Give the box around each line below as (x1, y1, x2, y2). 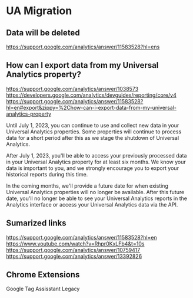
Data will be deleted (6, 28, 81, 38)
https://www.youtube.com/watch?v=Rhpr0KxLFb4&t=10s (6, 240, 145, 247)
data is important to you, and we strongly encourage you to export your (6, 164, 179, 172)
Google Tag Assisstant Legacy (6, 285, 80, 293)
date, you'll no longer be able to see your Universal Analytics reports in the (6, 195, 187, 202)
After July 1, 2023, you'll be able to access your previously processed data (6, 152, 187, 159)
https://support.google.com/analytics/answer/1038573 (6, 85, 139, 92)
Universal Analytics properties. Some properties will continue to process (6, 128, 182, 135)
